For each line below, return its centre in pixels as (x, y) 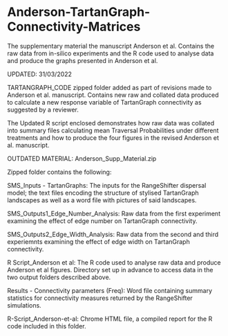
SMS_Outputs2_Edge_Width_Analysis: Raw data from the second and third (113, 234)
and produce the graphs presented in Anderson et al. (83, 60)
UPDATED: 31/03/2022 (40, 74)
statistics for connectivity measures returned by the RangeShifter (100, 298)
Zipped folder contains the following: (59, 172)
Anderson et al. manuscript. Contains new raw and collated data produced (113, 95)
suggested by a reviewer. (43, 109)
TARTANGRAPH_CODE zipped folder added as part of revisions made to (110, 87)
